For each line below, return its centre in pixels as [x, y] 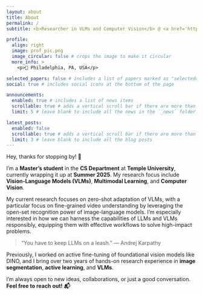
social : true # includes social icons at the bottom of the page [90, 84]
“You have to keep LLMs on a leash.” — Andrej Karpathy [91, 243]
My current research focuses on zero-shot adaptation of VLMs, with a [93, 199]
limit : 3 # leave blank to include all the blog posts [82, 139]
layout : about [24, 12]
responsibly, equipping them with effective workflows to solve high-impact [99, 225]
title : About [23, 17]
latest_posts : [24, 122]
